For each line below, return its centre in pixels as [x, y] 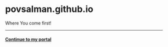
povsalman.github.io [49, 9]
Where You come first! [28, 23]
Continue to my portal [28, 39]
